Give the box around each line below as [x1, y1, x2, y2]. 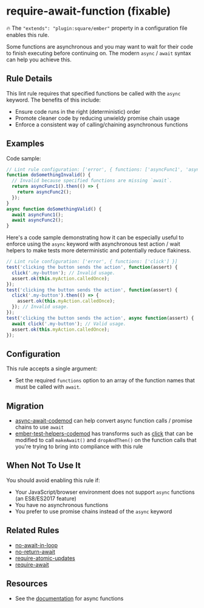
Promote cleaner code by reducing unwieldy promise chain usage [15, 114, 180, 122]
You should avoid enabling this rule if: [6, 476, 100, 484]
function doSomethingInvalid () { [6, 172, 91, 178]
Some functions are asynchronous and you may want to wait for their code [6, 43, 193, 50]
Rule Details [6, 74, 53, 84]
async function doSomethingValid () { [6, 206, 102, 212]
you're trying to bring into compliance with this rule [15, 443, 143, 451]
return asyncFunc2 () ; [17, 189, 72, 195]
